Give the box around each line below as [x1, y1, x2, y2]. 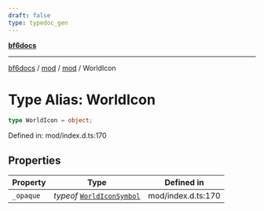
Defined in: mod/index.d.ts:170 [8, 131, 108, 140]
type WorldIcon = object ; [8, 117, 93, 124]
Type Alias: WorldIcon [8, 91, 156, 109]
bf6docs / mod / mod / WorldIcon [8, 63, 116, 72]
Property [12, 177, 46, 188]
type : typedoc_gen [8, 19, 68, 27]
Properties [8, 154, 61, 167]
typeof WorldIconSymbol [53, 191, 141, 202]
